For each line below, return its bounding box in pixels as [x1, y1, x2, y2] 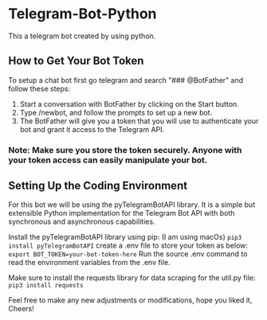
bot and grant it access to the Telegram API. [19, 124, 165, 134]
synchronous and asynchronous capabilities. [8, 217, 155, 227]
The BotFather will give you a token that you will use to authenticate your [19, 116, 259, 126]
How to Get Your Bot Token [8, 54, 144, 68]
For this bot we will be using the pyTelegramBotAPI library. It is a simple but [8, 200, 256, 209]
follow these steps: [8, 84, 70, 93]
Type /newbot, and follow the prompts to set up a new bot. [19, 107, 213, 117]
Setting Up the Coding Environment [8, 179, 188, 193]
